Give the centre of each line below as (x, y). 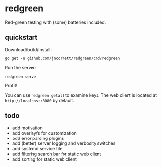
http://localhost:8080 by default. (40, 100)
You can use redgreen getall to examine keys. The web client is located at (81, 95)
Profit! (11, 85)
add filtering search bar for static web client (57, 154)
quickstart (21, 38)
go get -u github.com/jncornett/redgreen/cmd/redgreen (63, 58)
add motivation (27, 128)
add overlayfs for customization (45, 133)
